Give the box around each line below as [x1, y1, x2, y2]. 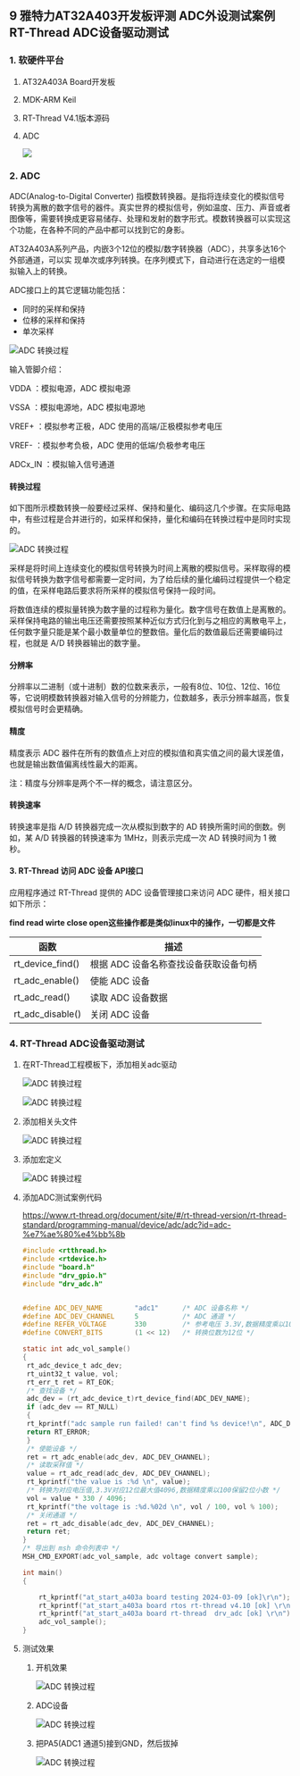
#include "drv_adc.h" [21, 1279, 103, 1288]
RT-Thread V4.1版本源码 [21, 113, 110, 123]
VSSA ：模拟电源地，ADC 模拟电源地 [9, 401, 146, 413]
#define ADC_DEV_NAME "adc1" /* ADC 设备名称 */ [21, 1303, 250, 1312]
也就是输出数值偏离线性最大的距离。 [9, 758, 143, 769]
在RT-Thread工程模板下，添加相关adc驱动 [21, 1060, 177, 1070]
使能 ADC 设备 [89, 975, 150, 987]
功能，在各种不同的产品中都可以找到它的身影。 [16, 224, 189, 235]
